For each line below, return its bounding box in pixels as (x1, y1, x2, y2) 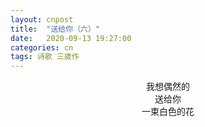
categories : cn (10, 42, 74, 53)
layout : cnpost (10, 14, 74, 25)
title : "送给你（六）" (10, 24, 100, 34)
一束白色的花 (141, 106, 195, 118)
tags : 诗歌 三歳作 (10, 52, 80, 62)
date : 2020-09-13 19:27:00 (10, 33, 132, 43)
